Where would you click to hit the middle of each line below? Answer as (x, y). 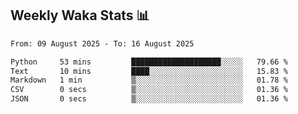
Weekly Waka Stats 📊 (80, 15)
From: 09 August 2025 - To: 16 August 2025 (102, 43)
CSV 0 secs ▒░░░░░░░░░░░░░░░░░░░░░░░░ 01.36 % (149, 90)
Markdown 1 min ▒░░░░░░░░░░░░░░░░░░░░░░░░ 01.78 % (149, 80)
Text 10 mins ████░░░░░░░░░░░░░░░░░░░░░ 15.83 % (149, 71)
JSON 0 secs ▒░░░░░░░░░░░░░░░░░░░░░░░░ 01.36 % (149, 99)
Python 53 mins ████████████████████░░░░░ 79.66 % (149, 62)
